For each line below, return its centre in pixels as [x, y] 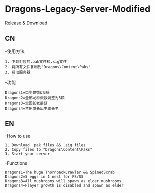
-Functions [16, 163]
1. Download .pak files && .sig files [45, 145]
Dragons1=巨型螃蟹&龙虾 [27, 93]
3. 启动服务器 [18, 72]
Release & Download [26, 23]
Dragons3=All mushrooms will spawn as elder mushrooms [63, 181]
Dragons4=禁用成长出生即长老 [32, 108]
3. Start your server [28, 154]
